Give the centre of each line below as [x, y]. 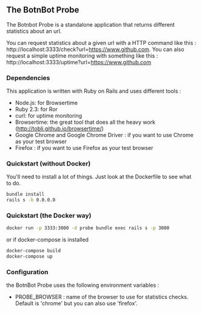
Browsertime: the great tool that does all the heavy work [85, 122]
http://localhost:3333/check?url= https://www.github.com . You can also [95, 49]
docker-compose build [34, 251]
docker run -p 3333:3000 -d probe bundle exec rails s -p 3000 [88, 228]
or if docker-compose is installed [48, 240]
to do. [14, 183]
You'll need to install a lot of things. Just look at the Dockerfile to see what [99, 177]
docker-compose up [29, 257]
